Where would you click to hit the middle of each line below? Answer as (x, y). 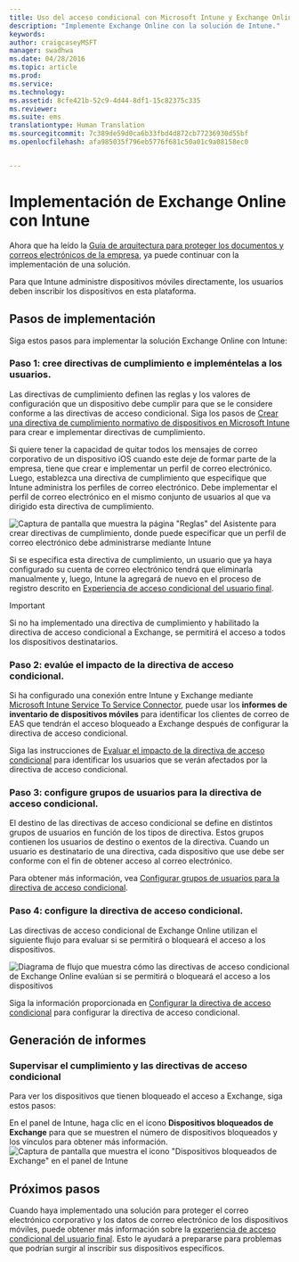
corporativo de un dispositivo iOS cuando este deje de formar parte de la (143, 458)
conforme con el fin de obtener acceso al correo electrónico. (121, 861)
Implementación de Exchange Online (148, 201)
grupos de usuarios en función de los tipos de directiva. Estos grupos (137, 833)
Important (27, 605)
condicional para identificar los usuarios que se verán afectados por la (138, 760)
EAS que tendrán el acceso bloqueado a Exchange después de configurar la (149, 724)
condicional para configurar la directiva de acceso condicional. (125, 1012)
